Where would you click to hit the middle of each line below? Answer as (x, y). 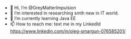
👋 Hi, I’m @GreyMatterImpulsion (43, 8)
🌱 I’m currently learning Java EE (43, 18)
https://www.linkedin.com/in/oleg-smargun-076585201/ (68, 31)
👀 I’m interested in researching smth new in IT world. (64, 13)
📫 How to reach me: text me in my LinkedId (55, 24)
